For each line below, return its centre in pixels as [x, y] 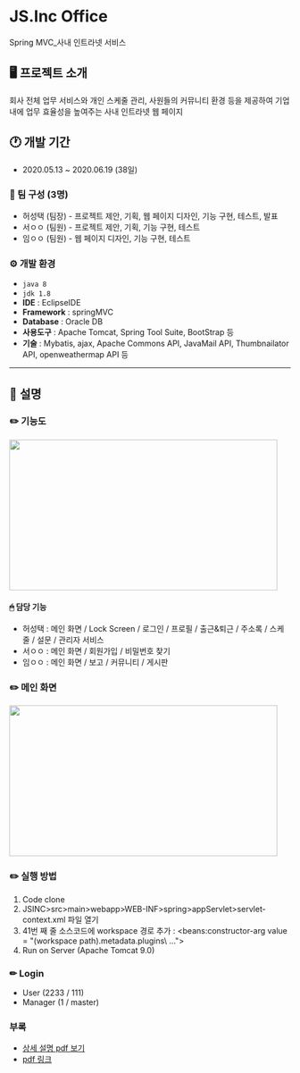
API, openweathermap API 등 [75, 355]
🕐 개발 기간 [40, 143]
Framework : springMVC [68, 312]
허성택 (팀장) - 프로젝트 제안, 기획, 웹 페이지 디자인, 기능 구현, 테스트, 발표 [150, 215]
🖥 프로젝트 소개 [48, 73]
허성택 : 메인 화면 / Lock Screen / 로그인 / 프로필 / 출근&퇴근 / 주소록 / [145, 629]
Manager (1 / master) [61, 1002]
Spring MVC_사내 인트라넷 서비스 [68, 42]
